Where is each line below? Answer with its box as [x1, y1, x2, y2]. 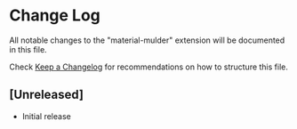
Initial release [21, 110, 71, 121]
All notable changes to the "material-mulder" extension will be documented [9, 35, 285, 45]
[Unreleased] [9, 87, 84, 102]
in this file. [9, 44, 47, 54]
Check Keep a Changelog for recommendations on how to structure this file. [9, 61, 289, 72]
